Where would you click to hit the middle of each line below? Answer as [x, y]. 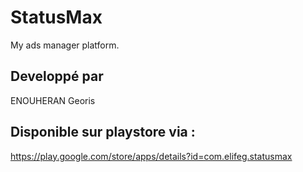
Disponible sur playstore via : [103, 132]
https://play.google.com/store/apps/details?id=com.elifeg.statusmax [151, 156]
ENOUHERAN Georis [53, 100]
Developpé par [57, 76]
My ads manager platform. [65, 45]
